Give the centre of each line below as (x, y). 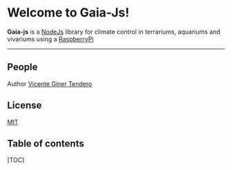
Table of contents (46, 144)
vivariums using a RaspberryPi (50, 39)
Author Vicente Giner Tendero (50, 83)
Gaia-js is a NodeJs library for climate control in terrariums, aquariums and (114, 32)
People (22, 67)
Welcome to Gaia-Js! (68, 13)
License (25, 106)
